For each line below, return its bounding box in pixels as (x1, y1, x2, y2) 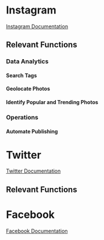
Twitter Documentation (6, 167, 61, 174)
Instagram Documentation (6, 23, 69, 30)
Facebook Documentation (6, 227, 68, 234)
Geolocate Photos (6, 85, 51, 92)
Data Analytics (6, 57, 49, 66)
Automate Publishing (6, 128, 58, 135)
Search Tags (6, 71, 37, 79)
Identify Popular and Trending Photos (6, 99, 99, 106)
